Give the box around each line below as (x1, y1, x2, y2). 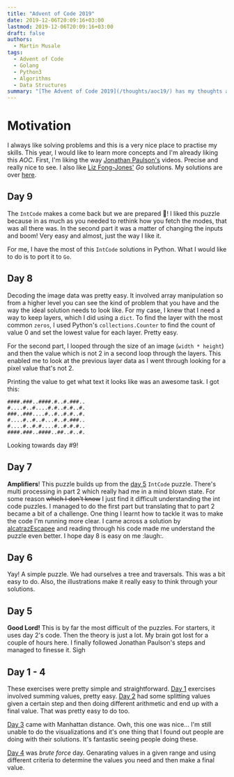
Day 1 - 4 (7, 666, 46, 678)
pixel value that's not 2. (7, 364, 75, 372)
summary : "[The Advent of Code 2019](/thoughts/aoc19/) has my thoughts (7, 88, 223, 95)
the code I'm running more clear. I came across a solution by (7, 516, 181, 525)
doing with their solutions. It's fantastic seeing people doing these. (7, 734, 198, 743)
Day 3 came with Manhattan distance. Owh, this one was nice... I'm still (7, 720, 212, 728)
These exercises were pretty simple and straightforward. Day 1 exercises (7, 684, 216, 693)
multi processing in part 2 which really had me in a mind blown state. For (7, 487, 216, 495)
